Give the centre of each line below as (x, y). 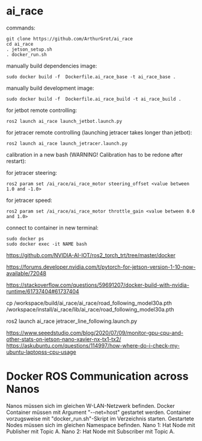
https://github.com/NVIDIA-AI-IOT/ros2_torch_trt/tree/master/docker (91, 255)
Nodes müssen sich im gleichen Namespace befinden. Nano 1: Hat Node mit (101, 425)
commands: (21, 28)
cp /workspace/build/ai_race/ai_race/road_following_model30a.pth (89, 303)
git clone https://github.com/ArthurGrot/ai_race (70, 39)
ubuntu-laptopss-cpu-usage (41, 352)
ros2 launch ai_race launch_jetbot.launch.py (64, 121)
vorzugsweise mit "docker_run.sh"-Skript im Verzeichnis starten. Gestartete (100, 418)
